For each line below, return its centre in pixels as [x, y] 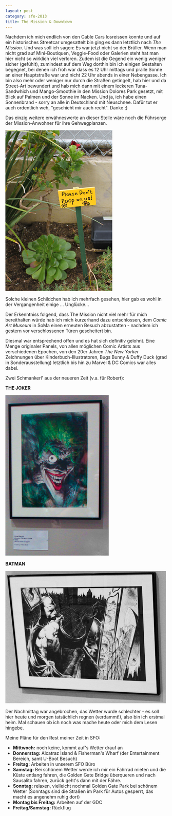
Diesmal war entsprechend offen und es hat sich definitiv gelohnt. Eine [80, 341]
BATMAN [15, 564]
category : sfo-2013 [26, 16]
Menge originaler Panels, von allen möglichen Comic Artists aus [73, 346]
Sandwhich [17, 91]
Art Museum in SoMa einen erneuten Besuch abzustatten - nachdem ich [82, 326]
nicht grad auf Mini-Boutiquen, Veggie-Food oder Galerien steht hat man [82, 53]
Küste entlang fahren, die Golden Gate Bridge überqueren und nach [84, 775]
